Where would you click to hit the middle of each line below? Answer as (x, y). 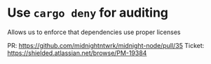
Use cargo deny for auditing (88, 13)
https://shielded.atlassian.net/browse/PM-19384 (77, 53)
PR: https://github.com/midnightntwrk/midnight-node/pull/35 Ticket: (106, 45)
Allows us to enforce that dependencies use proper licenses (94, 32)
